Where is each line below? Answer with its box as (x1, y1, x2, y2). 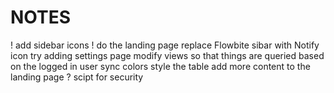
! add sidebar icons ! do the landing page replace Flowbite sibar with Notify (10, 39, 320, 51)
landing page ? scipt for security (10, 71, 144, 83)
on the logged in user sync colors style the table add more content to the (10, 60, 311, 72)
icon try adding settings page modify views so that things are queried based (10, 49, 325, 61)
